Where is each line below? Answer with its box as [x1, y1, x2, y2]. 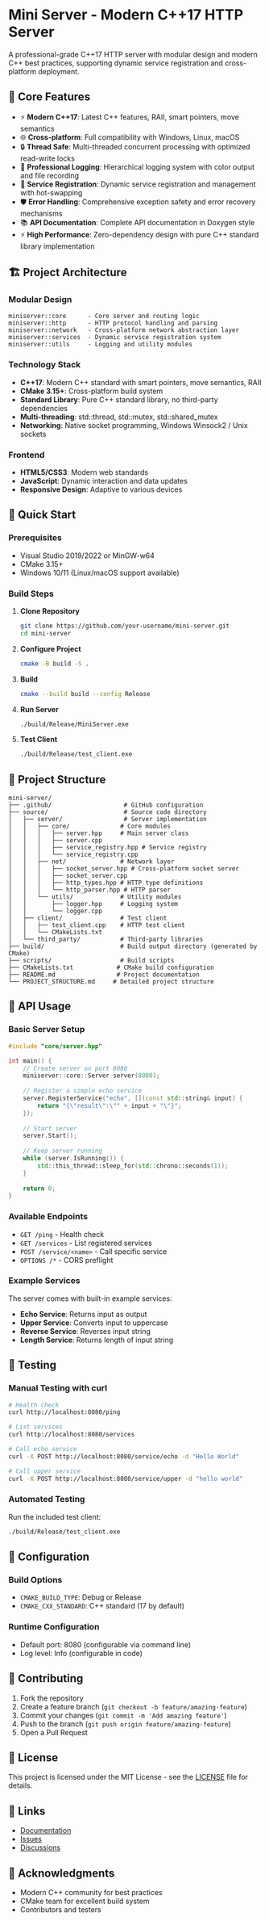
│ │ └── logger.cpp [8, 907, 103, 916]
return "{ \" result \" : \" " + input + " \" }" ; [37, 1101, 182, 1109]
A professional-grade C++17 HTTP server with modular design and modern [8, 49, 258, 59]
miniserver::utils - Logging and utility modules [8, 341, 193, 349]
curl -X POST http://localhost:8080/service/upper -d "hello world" [8, 1474, 243, 1483]
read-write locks [19, 153, 75, 163]
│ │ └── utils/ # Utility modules [8, 893, 182, 901]
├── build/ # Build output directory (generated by [8, 942, 258, 950]
